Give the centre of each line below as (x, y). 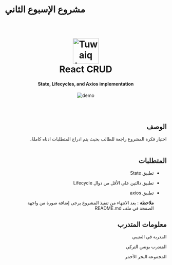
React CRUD (86, 69)
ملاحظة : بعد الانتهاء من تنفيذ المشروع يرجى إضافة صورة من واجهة (91, 203)
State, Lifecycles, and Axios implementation (86, 84)
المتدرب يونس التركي (146, 247)
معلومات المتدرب (142, 224)
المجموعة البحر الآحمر (146, 257)
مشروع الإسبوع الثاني (45, 9)
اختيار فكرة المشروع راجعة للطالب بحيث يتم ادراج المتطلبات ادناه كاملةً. (98, 139)
